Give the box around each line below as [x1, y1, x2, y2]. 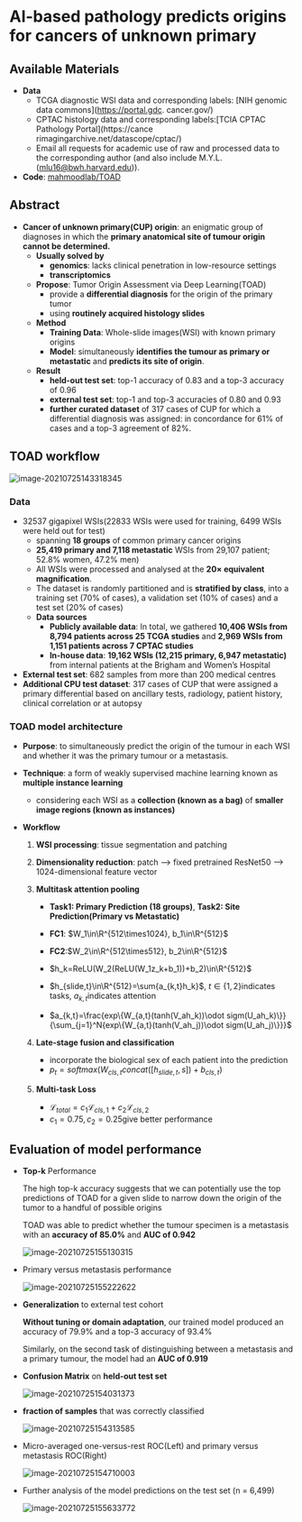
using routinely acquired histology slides [49, 307, 206, 318]
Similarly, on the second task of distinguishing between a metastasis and [22, 1343, 293, 1354]
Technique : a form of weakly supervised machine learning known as [22, 768, 279, 779]
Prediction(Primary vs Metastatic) [49, 911, 180, 921]
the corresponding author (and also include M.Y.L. [35, 152, 223, 163]
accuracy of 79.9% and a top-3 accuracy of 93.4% [22, 1326, 213, 1337]
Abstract [9, 197, 60, 213]
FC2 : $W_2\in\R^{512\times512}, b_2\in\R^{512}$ [49, 946, 228, 957]
